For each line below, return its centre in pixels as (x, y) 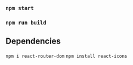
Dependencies (33, 41)
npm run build (26, 22)
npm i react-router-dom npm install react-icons (66, 56)
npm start (20, 8)
